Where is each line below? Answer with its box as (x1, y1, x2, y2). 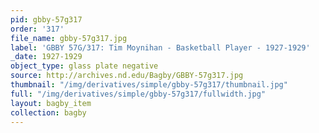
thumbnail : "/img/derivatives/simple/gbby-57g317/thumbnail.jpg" (10, 80, 288, 90)
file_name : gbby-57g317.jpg (10, 33, 128, 43)
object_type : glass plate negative (10, 61, 159, 71)
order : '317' (10, 24, 65, 34)
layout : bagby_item (10, 98, 92, 108)
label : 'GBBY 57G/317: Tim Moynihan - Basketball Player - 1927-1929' (10, 42, 311, 53)
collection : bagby (10, 107, 87, 118)
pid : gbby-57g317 (10, 14, 83, 25)
